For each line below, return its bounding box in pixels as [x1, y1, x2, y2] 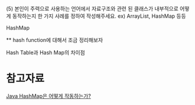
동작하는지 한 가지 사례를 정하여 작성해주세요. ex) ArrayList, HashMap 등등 [12, 12, 186, 19]
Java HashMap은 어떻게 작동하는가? [6, 92, 92, 99]
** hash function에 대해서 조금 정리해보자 [6, 37, 103, 43]
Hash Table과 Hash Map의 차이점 [6, 49, 86, 56]
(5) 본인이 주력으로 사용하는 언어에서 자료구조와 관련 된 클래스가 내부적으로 [6, 5, 179, 12]
